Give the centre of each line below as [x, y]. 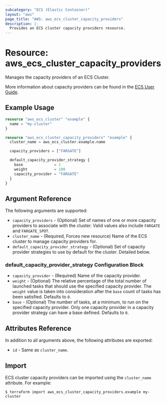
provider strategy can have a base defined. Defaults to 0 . [71, 313]
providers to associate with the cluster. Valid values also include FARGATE [86, 226]
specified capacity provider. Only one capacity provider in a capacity [83, 307]
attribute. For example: [28, 383]
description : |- [22, 24]
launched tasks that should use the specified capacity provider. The [82, 286]
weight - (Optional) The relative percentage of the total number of [79, 281]
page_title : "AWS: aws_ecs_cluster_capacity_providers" [64, 19]
